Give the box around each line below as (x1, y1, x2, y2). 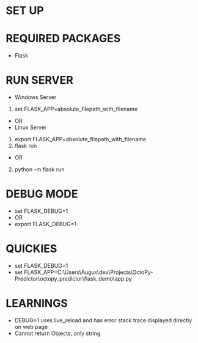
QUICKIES (5, 242, 57, 256)
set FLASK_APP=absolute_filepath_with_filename (14, 105, 138, 113)
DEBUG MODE (5, 187, 78, 201)
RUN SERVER (5, 73, 74, 87)
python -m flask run (14, 166, 65, 173)
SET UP (5, 4, 44, 18)
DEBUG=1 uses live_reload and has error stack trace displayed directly (14, 316, 193, 324)
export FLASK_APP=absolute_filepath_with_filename (14, 136, 147, 143)
